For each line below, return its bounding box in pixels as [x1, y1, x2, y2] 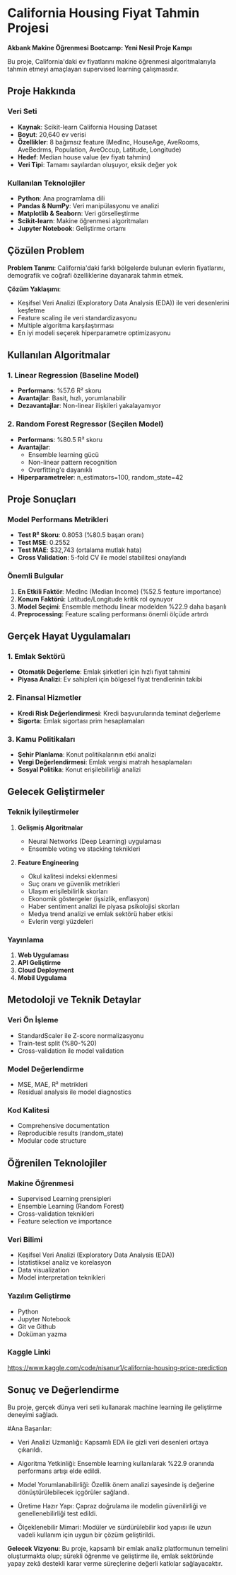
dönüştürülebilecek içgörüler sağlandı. [17, 1488, 129, 1496]
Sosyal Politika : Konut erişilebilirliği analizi [17, 765, 141, 774]
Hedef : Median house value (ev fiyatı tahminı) [17, 152, 151, 161]
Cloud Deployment [17, 966, 74, 974]
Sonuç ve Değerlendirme [7, 1384, 119, 1396]
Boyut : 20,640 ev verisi [17, 130, 86, 139]
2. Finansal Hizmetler [7, 693, 82, 703]
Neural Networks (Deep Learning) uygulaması [28, 837, 162, 845]
